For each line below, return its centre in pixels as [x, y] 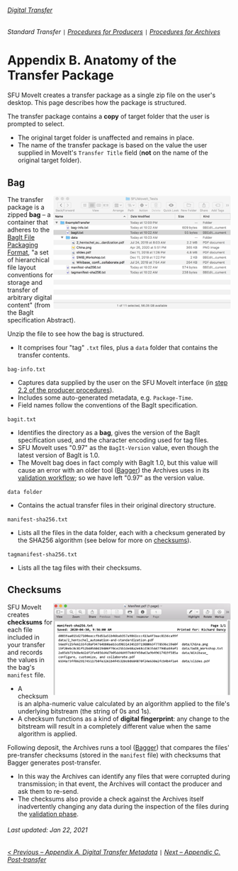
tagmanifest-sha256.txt [42, 554]
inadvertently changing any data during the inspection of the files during [123, 806]
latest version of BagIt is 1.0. [59, 455]
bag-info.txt [27, 369]
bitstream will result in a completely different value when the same [114, 726]
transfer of [23, 290]
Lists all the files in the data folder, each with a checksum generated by [121, 532]
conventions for [30, 275]
